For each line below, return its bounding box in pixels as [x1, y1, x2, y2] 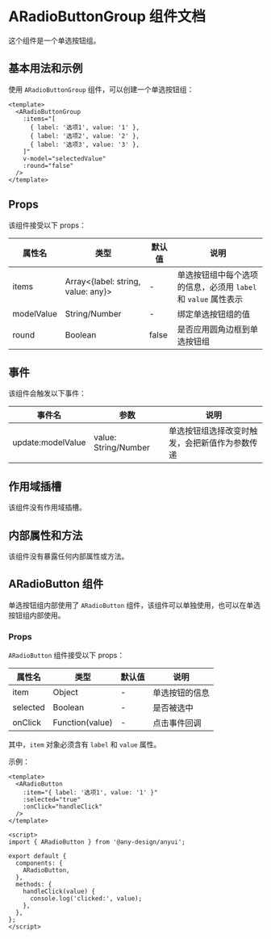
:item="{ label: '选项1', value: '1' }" [23, 789, 158, 797]
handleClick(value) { [23, 887, 95, 896]
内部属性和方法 [8, 528, 83, 542]
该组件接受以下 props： [8, 220, 86, 230]
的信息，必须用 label [177, 281, 257, 292]
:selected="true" [23, 796, 81, 804]
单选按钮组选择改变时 [168, 425, 250, 437]
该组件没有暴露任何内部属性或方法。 [8, 551, 129, 561]
